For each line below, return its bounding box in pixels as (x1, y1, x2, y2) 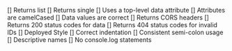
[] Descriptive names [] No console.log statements (7, 36, 152, 44)
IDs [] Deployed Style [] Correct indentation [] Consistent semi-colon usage (7, 28, 224, 36)
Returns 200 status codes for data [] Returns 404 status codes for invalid (7, 21, 218, 29)
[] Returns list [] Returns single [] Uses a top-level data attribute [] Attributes (7, 6, 225, 14)
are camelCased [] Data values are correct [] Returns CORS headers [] (7, 13, 209, 22)
